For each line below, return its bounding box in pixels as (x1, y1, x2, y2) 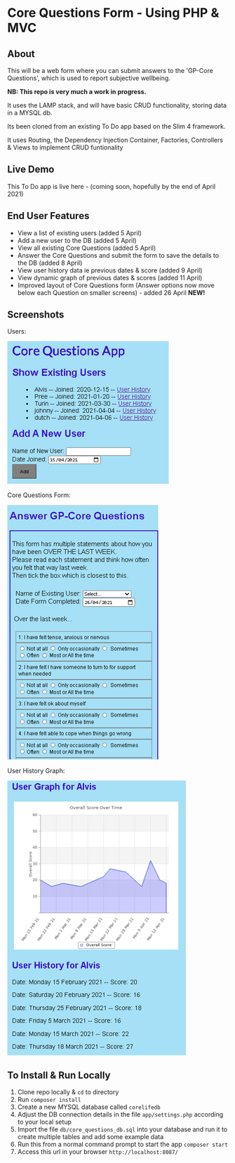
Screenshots (7, 309, 65, 321)
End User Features (7, 210, 90, 222)
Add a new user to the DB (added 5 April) (17, 236, 137, 244)
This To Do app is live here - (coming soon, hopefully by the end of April (7, 182, 216, 190)
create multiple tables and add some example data (17, 1133, 164, 1141)
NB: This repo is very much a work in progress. (7, 88, 147, 96)
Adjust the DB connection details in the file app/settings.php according (17, 1110, 224, 1119)
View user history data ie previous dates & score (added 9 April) (17, 265, 203, 275)
